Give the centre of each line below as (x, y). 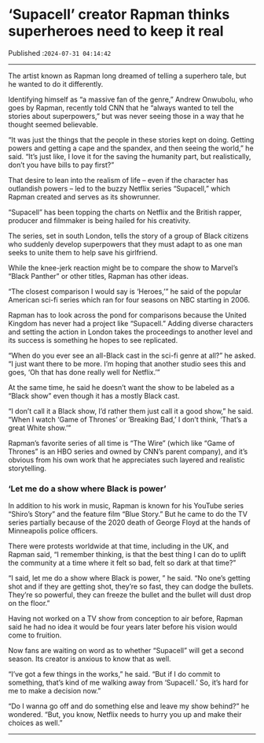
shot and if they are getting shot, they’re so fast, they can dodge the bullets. (131, 587)
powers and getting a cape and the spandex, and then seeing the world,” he (131, 148)
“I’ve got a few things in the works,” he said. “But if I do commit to (114, 674)
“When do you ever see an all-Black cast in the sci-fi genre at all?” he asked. (132, 355)
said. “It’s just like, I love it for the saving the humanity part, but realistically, (130, 156)
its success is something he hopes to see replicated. (93, 340)
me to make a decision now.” (55, 691)
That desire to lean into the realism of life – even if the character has (118, 180)
